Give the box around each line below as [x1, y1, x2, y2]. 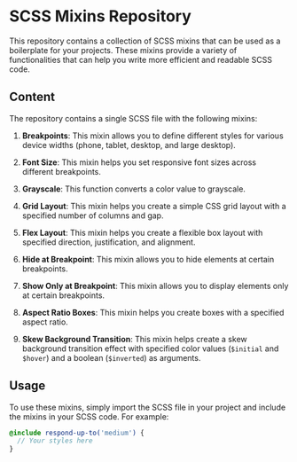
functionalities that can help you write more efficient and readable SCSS [9, 54, 273, 65]
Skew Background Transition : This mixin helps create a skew [21, 333, 247, 344]
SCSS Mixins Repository [9, 6, 192, 27]
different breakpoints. [21, 166, 102, 176]
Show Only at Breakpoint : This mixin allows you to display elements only [21, 280, 289, 291]
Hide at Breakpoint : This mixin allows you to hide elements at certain [21, 254, 275, 264]
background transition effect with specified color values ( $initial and [21, 343, 279, 354]
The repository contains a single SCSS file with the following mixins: [9, 113, 258, 123]
